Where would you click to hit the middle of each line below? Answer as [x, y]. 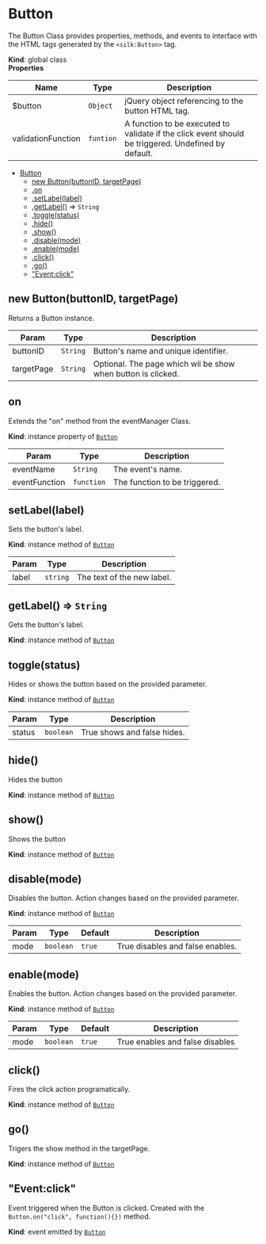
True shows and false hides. [133, 732]
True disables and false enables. [177, 946]
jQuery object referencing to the [184, 101]
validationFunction [46, 138]
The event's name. [148, 469]
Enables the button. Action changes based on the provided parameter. [123, 994]
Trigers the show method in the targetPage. [79, 1148]
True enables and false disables [176, 1042]
